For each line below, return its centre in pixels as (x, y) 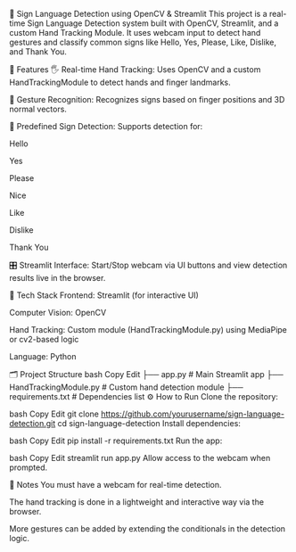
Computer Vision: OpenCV (58, 313)
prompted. (29, 467)
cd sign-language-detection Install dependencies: (149, 423)
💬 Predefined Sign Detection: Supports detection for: (106, 126)
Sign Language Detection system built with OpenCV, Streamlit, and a (153, 23)
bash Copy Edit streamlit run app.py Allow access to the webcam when (140, 458)
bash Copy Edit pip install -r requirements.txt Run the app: (116, 441)
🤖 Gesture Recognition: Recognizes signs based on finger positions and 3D (147, 99)
